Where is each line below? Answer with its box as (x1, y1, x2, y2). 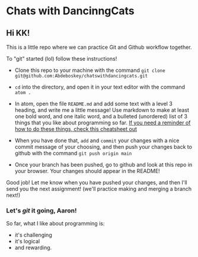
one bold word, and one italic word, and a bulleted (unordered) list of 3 (14, 113, 188, 120)
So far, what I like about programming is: (6, 220, 105, 227)
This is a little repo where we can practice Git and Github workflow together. (6, 43, 192, 51)
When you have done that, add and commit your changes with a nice (14, 137, 180, 144)
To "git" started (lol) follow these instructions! (6, 55, 117, 62)
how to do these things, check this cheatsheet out (14, 126, 138, 132)
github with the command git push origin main (14, 150, 132, 156)
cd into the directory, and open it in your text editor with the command (14, 83, 186, 90)
